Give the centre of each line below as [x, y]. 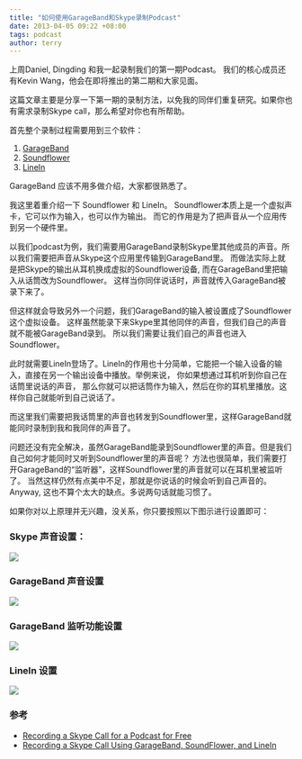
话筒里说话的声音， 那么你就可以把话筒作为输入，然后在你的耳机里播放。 [144, 386]
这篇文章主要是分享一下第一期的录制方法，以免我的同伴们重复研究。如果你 [147, 100]
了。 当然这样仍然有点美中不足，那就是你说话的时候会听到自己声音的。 [140, 481]
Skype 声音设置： [48, 537]
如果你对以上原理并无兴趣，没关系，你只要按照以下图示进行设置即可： [139, 511]
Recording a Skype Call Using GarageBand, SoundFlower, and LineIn [149, 745]
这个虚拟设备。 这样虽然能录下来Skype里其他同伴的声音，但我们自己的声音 [148, 322]
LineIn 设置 [33, 671]
